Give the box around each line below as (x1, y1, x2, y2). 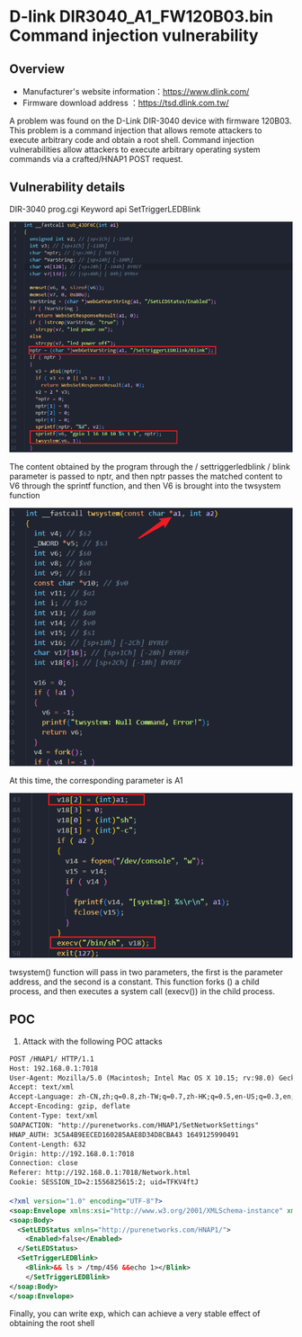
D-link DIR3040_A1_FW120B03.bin (9, 6, 274, 27)
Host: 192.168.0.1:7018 (9, 1063, 99, 1072)
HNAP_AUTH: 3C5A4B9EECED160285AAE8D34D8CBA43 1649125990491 (9, 1130, 240, 1139)
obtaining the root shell (9, 1317, 95, 1328)
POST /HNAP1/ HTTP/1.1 (9, 1054, 94, 1063)
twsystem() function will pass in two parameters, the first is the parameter (9, 966, 283, 977)
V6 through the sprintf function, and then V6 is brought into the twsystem (9, 480, 281, 491)
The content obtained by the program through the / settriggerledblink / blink (9, 462, 290, 472)
